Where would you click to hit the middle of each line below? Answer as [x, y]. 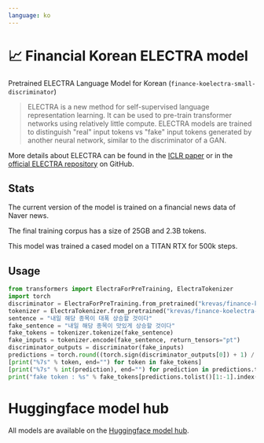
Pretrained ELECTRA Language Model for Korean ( [90, 83]
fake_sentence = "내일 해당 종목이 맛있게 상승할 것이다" [92, 326]
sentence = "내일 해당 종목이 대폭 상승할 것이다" [80, 318]
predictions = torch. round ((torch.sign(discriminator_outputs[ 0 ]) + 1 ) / [132, 355]
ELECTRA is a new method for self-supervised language [118, 106]
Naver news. [29, 216]
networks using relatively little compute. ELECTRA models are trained [139, 124]
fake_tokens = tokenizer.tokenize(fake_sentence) [91, 333]
